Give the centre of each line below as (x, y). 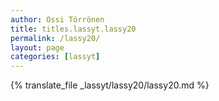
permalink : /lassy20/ (55, 38)
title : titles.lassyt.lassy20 (73, 29)
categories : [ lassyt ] (55, 57)
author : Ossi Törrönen (57, 19)
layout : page (37, 47)
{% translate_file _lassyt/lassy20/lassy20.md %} (110, 85)
